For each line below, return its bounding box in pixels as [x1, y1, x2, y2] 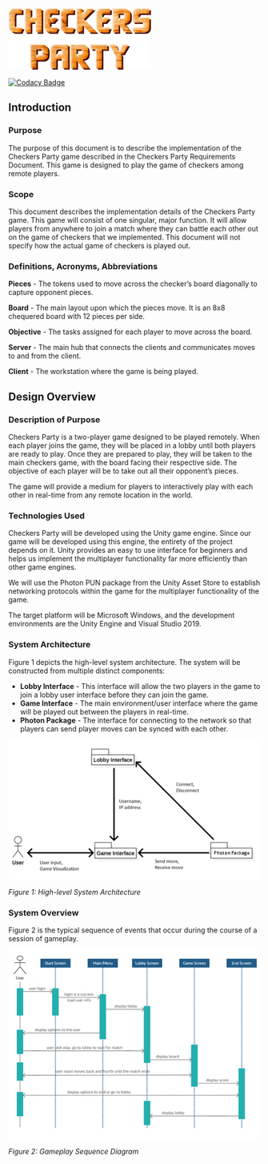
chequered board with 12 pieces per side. [8, 312, 146, 321]
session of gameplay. [8, 934, 78, 944]
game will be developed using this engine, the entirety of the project [8, 537, 234, 546]
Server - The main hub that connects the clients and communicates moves [8, 343, 256, 352]
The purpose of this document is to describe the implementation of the [8, 143, 242, 152]
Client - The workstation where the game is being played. [8, 367, 198, 377]
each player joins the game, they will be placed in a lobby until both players [8, 441, 256, 450]
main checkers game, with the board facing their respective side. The [8, 457, 238, 467]
